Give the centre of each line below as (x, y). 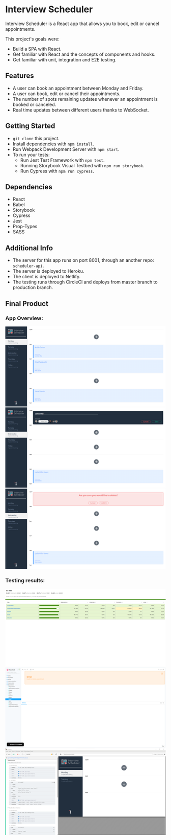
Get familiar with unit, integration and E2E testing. (64, 59)
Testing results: (25, 581)
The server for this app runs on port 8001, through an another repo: (83, 260)
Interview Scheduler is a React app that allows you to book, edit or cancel (82, 24)
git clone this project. (36, 138)
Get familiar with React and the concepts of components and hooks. (84, 54)
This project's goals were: (32, 39)
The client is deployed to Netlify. (47, 277)
